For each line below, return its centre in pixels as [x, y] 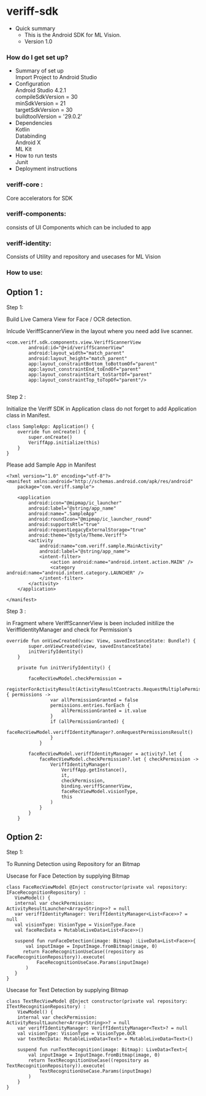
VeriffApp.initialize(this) [64, 443]
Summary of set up [40, 71]
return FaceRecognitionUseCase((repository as [83, 952]
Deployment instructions [46, 169]
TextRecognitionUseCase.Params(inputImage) [95, 1071]
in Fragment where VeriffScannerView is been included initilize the [90, 623]
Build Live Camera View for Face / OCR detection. [69, 319]
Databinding [31, 136]
